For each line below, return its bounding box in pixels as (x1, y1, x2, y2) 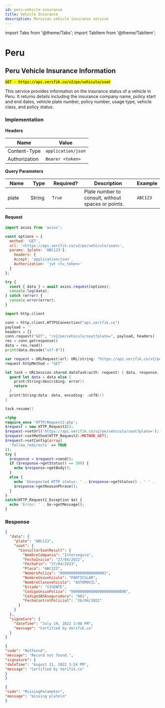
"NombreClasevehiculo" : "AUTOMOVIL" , (23, 579, 100, 585)
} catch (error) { (5, 293, 43, 298)
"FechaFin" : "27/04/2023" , (23, 562, 78, 567)
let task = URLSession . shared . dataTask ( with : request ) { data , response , (5, 370, 160, 375)
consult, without (84, 194, 121, 201)
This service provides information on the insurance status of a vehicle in (5, 88, 151, 94)
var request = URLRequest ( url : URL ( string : (5, 356, 96, 361)
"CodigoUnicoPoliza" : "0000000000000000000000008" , (23, 589, 131, 594)
